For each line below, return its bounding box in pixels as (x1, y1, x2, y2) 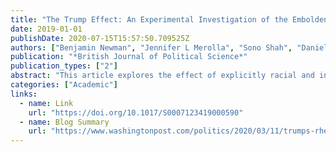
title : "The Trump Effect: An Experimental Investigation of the (10, 14, 288, 25)
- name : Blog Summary (19, 117, 110, 127)
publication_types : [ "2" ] (10, 61, 118, 71)
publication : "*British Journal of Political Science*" (10, 52, 248, 62)
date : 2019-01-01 (10, 24, 83, 34)
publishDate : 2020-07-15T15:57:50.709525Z (10, 33, 190, 43)
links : (10, 89, 38, 99)
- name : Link (19, 98, 74, 108)
